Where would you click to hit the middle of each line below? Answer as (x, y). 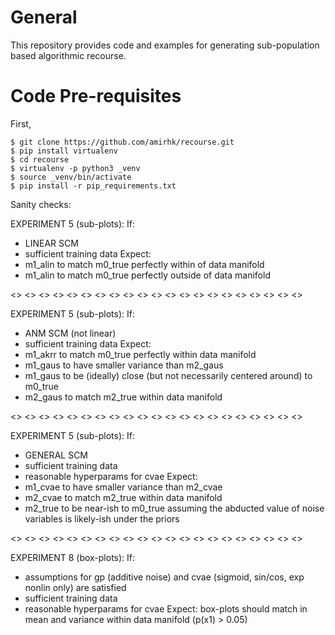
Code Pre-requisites (96, 96)
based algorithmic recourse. (68, 55)
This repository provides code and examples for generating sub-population (165, 45)
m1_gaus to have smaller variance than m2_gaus (124, 365)
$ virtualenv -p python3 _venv (75, 168)
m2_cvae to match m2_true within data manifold (123, 497)
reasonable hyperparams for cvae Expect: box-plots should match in (166, 608)
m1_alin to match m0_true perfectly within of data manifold (144, 264)
